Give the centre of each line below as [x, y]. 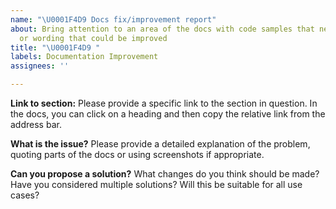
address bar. [36, 124]
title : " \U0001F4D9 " [55, 47]
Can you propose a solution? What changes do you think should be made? [165, 174]
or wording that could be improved [93, 38]
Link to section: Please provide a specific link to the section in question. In [164, 103]
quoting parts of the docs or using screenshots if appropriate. [137, 154]
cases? [25, 195]
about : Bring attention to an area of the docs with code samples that [162, 29]
